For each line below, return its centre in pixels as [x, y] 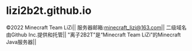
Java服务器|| [21, 42]
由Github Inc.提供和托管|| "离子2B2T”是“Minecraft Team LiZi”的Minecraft [93, 34]
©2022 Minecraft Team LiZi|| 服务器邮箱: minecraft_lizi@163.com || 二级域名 [96, 27]
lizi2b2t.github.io [49, 11]
